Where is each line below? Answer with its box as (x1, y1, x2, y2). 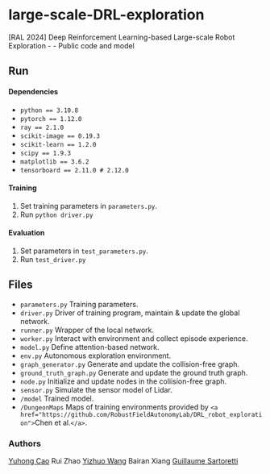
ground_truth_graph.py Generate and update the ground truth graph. (19, 368, 248, 377)
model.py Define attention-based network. (19, 342, 160, 351)
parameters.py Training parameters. (19, 299, 139, 309)
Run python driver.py (19, 210, 93, 219)
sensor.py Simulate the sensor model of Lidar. (19, 385, 173, 394)
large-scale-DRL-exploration (8, 6, 205, 24)
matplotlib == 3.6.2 (19, 157, 89, 166)
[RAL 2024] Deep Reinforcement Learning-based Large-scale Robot (8, 32, 235, 42)
